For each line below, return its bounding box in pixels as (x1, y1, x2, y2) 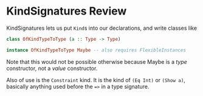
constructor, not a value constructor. (6, 64, 98, 72)
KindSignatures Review (6, 4, 127, 18)
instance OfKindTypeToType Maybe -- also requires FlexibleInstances (6, 47, 187, 53)
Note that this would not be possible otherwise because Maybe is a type (6, 58, 187, 65)
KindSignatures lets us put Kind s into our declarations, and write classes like (6, 24, 198, 32)
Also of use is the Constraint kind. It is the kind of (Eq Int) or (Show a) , (6, 76, 185, 83)
